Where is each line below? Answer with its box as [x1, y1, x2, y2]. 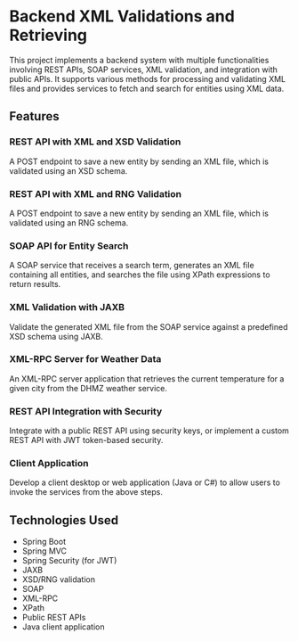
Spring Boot [21, 537, 67, 547]
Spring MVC [21, 546, 68, 556]
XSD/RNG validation [21, 574, 96, 585]
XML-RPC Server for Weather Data [9, 353, 162, 366]
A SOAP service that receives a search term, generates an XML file [9, 260, 255, 271]
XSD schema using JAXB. [9, 331, 104, 341]
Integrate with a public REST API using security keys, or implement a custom [9, 425, 289, 436]
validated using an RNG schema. [9, 217, 129, 228]
